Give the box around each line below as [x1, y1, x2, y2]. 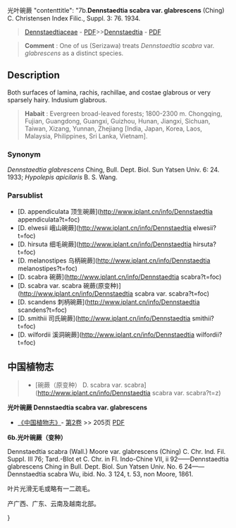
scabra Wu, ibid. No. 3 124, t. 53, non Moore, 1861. [47, 470, 194, 479]
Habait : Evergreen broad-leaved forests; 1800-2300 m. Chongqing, [24, 109, 223, 118]
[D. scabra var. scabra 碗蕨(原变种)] [17, 282, 121, 290]
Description [7, 69, 60, 81]
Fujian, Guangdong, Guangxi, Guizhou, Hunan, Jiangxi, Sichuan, [24, 116, 211, 125]
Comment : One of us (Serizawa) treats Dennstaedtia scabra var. [24, 42, 215, 49]
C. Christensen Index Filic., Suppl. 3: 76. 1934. [7, 14, 141, 23]
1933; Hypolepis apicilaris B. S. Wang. [7, 173, 118, 181]
